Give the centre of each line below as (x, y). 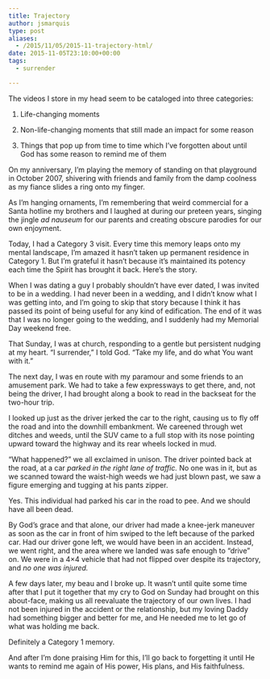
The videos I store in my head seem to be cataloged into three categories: (131, 98)
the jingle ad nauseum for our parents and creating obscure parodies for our (135, 220)
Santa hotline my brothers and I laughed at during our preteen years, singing (135, 211)
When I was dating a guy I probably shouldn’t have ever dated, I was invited (134, 285)
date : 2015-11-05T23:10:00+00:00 (64, 53)
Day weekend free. (39, 328)
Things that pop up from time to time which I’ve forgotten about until (133, 145)
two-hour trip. (31, 402)
